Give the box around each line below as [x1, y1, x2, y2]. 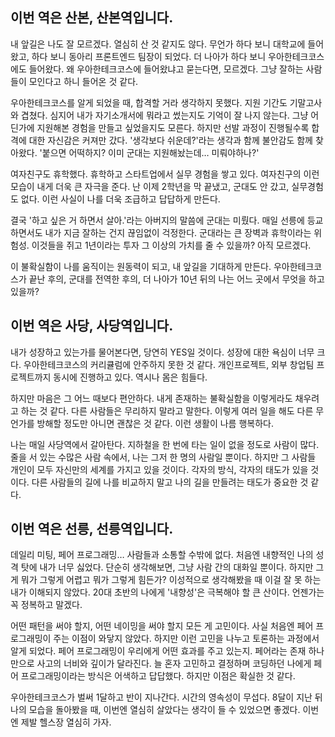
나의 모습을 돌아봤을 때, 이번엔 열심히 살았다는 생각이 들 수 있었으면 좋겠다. [10, 704, 301, 716]
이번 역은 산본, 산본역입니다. [10, 9, 174, 27]
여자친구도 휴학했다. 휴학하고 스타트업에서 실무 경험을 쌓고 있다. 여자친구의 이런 [10, 168, 320, 180]
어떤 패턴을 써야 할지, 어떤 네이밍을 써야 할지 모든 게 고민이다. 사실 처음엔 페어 [10, 620, 314, 632]
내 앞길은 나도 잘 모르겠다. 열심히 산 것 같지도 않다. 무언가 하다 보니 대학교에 [10, 38, 306, 50]
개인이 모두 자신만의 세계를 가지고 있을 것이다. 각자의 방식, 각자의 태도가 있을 [10, 463, 309, 475]
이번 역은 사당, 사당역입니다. [10, 318, 174, 335]
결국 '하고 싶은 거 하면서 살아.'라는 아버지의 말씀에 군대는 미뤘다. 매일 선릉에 [10, 214, 305, 226]
